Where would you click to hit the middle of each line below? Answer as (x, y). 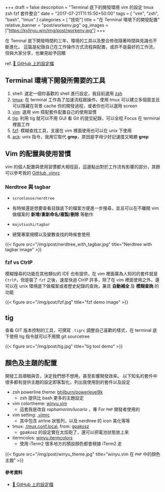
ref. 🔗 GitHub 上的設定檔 (30, 64)
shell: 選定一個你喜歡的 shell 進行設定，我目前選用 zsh (67, 93)
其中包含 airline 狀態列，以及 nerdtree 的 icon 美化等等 (75, 421)
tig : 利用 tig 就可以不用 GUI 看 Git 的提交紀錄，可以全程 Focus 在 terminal (86, 118)
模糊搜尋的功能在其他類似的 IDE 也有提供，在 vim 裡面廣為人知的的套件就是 (82, 274)
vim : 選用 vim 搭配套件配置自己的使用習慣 (54, 112)
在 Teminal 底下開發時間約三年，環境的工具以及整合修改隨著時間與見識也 (79, 41)
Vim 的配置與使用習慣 (38, 154)
